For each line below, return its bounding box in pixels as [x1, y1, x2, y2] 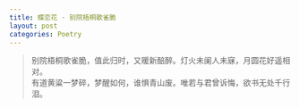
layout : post [9, 21, 58, 30]
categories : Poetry [9, 29, 82, 38]
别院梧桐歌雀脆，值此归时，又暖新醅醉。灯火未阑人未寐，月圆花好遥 [30, 55, 283, 66]
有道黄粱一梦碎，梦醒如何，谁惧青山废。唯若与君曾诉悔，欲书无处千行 [30, 78, 291, 88]
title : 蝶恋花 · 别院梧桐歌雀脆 [9, 12, 116, 22]
